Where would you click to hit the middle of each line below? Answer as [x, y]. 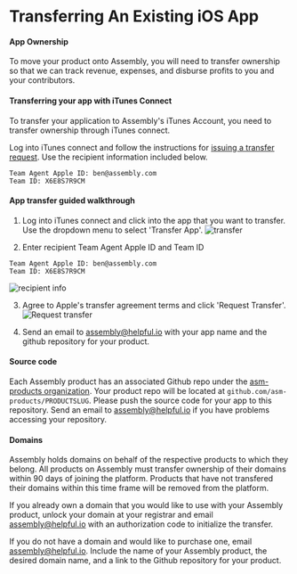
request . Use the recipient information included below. [108, 157]
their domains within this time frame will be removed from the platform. [139, 488]
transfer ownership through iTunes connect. [90, 130]
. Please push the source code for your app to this [181, 400]
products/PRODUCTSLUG [49, 401]
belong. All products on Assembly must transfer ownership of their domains [148, 469]
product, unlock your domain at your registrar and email [111, 515]
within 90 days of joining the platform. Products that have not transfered [141, 479]
